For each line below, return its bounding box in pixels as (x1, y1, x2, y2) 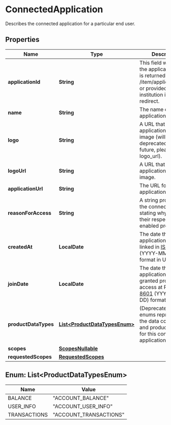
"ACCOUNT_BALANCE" (52, 394, 109, 401)
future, (139, 146, 156, 153)
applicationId (8, 78, 41, 85)
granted (139, 277, 159, 284)
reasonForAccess (8, 209, 52, 216)
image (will (139, 133, 166, 140)
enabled (139, 222, 159, 229)
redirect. (139, 97, 160, 104)
